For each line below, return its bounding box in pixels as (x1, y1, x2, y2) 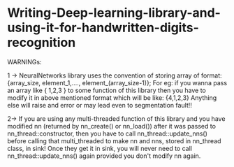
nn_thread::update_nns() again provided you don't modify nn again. (7, 152, 201, 160)
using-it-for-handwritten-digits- (7, 20, 199, 36)
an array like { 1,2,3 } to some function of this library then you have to (7, 86, 206, 94)
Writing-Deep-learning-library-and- (7, 5, 221, 21)
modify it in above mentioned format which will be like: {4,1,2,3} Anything (7, 93, 217, 102)
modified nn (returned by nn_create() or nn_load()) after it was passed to (7, 122, 217, 130)
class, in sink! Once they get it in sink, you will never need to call (7, 144, 192, 152)
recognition (7, 35, 76, 50)
